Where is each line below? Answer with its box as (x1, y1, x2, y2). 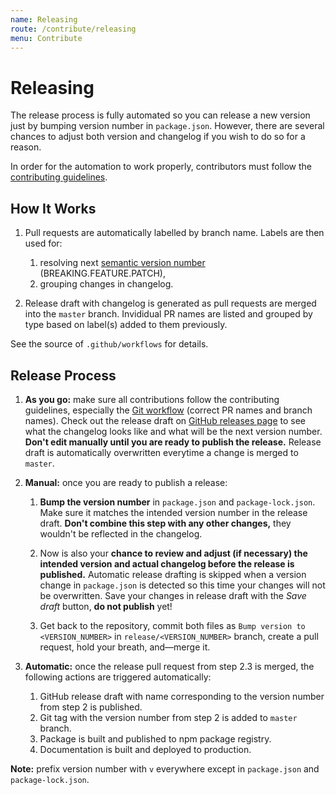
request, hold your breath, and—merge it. (39, 641, 211, 653)
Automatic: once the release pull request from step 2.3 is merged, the (24, 660, 315, 672)
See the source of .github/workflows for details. (10, 338, 209, 350)
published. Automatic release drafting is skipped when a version (39, 568, 307, 580)
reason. (10, 141, 42, 153)
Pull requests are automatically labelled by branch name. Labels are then (24, 227, 325, 239)
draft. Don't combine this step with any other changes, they (39, 517, 292, 529)
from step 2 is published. (39, 701, 143, 713)
